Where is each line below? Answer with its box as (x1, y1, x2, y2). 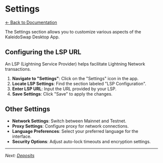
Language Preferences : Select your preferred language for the (12, 128, 138, 134)
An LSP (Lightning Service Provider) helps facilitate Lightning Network (5, 61, 146, 66)
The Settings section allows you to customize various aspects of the (5, 29, 142, 34)
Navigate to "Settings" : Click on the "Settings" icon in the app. (12, 75, 139, 81)
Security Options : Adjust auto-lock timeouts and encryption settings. (12, 138, 151, 144)
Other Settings (5, 105, 50, 114)
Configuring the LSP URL (5, 48, 81, 56)
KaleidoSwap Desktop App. (5, 34, 60, 40)
